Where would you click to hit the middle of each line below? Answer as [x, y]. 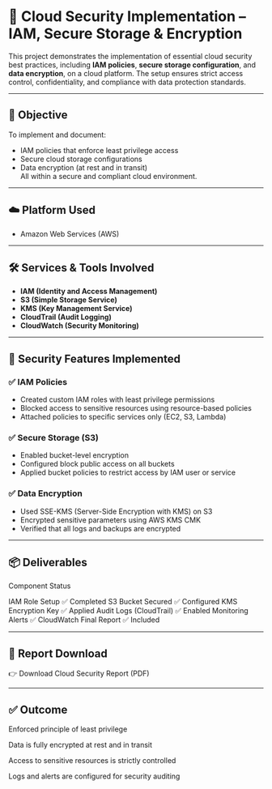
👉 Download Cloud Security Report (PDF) [79, 674]
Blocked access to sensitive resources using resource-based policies [136, 408]
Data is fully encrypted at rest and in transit [80, 745]
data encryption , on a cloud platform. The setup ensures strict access [126, 73]
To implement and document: [57, 134]
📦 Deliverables [48, 563]
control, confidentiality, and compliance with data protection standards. [127, 82]
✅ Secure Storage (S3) [53, 437]
